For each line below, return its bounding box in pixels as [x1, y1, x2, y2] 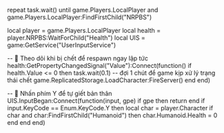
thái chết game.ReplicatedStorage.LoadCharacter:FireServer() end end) [7, 76, 211, 84]
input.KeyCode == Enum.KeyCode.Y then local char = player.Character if [7, 104, 214, 112]
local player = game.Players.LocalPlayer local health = [7, 27, 161, 34]
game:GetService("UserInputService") [7, 41, 116, 49]
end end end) [7, 119, 45, 126]
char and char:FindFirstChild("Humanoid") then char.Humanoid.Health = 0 [7, 111, 218, 119]
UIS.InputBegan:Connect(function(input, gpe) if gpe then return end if [7, 97, 205, 105]
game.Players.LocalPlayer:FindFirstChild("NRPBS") [7, 13, 152, 21]
